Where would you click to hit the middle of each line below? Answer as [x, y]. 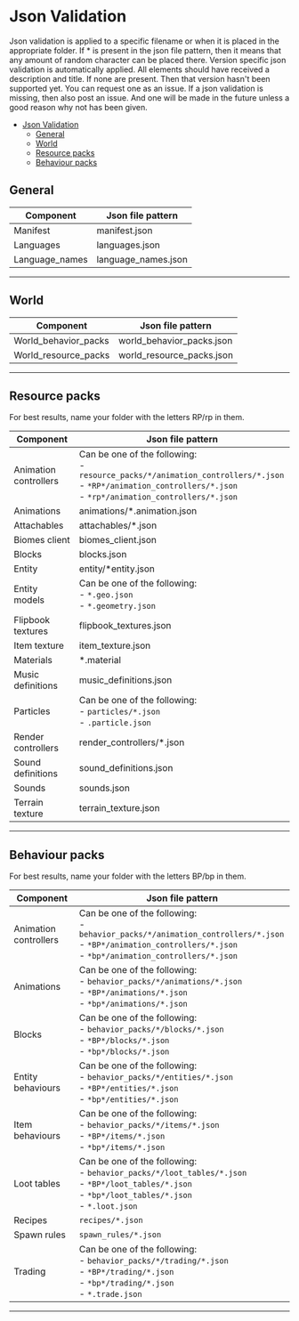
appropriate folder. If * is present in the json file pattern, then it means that [145, 50]
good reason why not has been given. [79, 107]
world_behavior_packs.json [176, 340]
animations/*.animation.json [138, 511]
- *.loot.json [108, 1206]
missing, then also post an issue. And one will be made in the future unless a [149, 97]
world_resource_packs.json [176, 355]
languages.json [128, 245]
